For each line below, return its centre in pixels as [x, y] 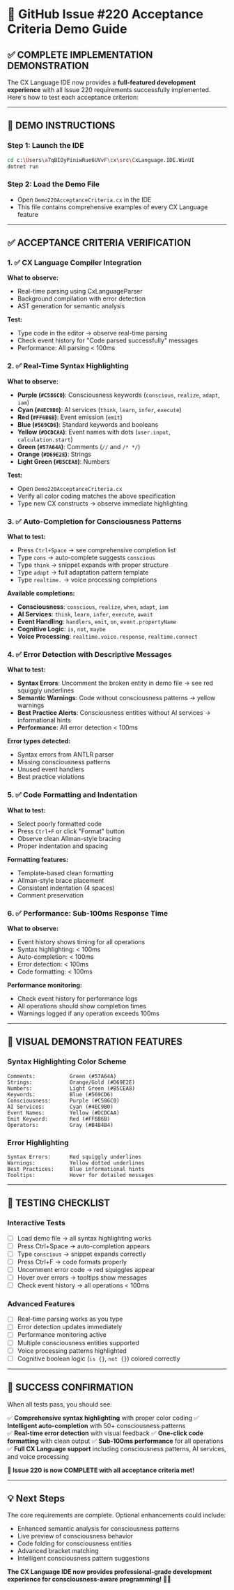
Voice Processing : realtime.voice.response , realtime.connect [108, 637]
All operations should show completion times [81, 1006]
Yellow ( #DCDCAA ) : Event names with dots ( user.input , [94, 432]
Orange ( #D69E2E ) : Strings [54, 454]
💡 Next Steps [36, 1498]
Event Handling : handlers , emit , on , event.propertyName [97, 622]
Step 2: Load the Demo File [53, 184]
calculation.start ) [45, 439]
